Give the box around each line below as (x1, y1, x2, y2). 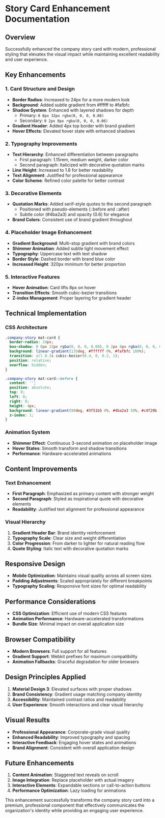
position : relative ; (9, 358, 52, 363)
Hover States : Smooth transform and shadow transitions (12, 445, 127, 451)
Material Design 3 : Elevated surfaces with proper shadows (12, 686, 132, 692)
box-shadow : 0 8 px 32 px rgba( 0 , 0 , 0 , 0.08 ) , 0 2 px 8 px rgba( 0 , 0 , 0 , (9, 344, 157, 349)
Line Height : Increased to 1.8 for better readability (12, 167, 113, 173)
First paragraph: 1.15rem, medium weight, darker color (19, 156, 129, 162)
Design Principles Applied (5, 673, 86, 681)
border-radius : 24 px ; (9, 340, 54, 345)
